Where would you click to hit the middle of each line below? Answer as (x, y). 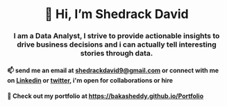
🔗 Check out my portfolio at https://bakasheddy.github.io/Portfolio (105, 96)
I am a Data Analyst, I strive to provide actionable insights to (117, 36)
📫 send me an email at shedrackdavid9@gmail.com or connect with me (113, 70)
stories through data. (117, 53)
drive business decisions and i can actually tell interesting (117, 44)
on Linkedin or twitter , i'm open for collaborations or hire (90, 80)
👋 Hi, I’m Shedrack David (117, 14)
